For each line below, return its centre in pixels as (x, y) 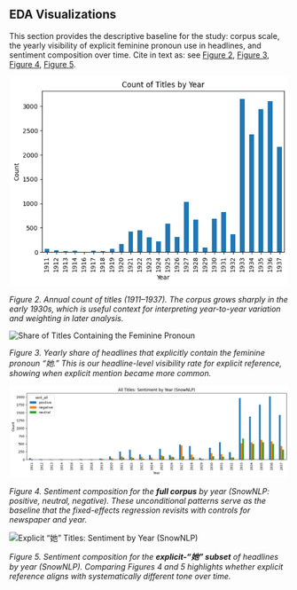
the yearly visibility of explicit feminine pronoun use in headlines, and (135, 45)
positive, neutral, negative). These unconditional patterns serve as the (137, 500)
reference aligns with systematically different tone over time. (120, 576)
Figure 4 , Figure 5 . (43, 64)
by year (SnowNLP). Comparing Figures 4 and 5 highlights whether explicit (146, 566)
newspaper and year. (48, 519)
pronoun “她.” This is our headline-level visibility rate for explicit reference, (145, 363)
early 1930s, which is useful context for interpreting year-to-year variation (145, 309)
